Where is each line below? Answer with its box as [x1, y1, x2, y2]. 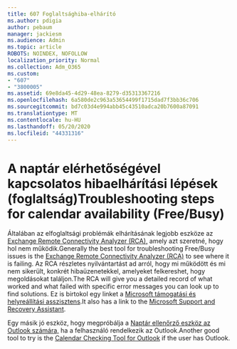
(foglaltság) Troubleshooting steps [7, 190, 215, 207]
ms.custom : [7, 70, 40, 77]
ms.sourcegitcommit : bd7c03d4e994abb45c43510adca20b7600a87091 [7, 103, 199, 110]
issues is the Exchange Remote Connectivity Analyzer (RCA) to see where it [7, 252, 230, 261]
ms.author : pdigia [7, 17, 62, 24]
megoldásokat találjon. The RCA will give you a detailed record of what [7, 275, 213, 283]
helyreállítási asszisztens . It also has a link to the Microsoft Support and [7, 297, 216, 306]
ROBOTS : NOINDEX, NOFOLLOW [7, 51, 88, 58]
